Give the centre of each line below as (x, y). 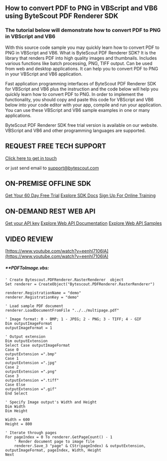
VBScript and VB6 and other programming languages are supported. (76, 130)
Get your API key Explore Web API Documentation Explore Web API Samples (83, 223)
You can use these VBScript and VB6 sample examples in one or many (78, 110)
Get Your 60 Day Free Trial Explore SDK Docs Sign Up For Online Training (81, 196)
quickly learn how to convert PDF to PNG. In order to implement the (74, 94)
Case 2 (12, 367)
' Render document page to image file (54, 442)
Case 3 (12, 376)
